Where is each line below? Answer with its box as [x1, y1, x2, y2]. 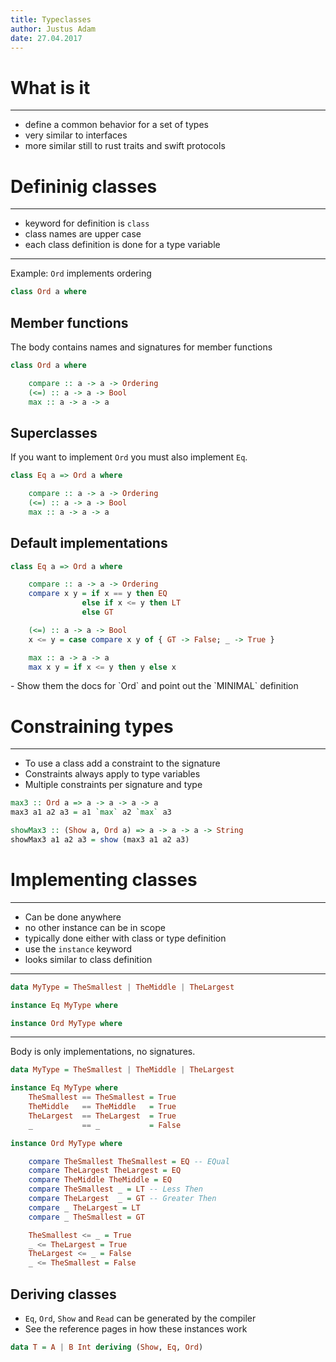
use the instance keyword [24, 942, 133, 955]
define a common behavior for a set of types [24, 119, 209, 131]
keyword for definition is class [24, 217, 150, 230]
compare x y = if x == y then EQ [28, 589, 168, 599]
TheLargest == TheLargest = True [28, 1111, 177, 1121]
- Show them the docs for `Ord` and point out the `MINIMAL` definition [10, 680, 299, 692]
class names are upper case [24, 228, 142, 240]
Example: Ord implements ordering [10, 267, 152, 280]
